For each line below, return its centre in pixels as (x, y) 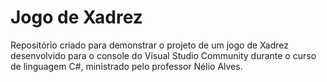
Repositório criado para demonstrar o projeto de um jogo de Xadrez (149, 45)
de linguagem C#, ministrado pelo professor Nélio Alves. (126, 66)
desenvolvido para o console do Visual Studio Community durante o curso (163, 55)
